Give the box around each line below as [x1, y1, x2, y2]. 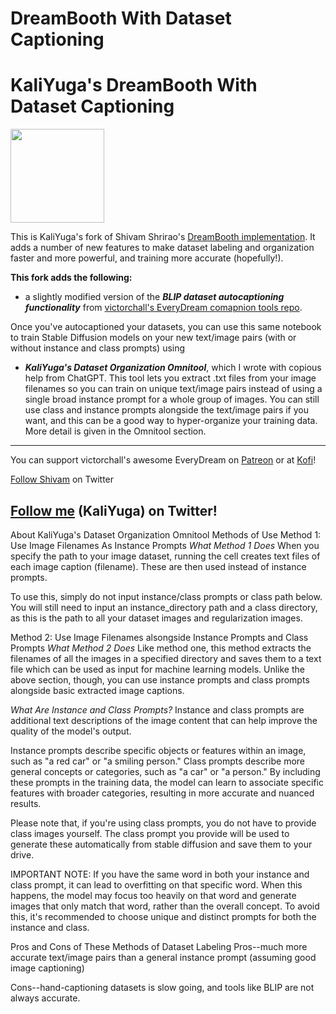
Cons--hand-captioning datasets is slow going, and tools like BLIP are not [10, 981, 315, 993]
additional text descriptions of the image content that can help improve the [10, 714, 318, 726]
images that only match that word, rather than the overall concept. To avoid [10, 900, 320, 912]
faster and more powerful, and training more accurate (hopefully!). [10, 252, 284, 264]
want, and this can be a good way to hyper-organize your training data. [24, 415, 318, 427]
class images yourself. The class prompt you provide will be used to [10, 827, 290, 839]
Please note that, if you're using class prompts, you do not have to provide [10, 817, 317, 829]
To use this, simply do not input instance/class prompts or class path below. [10, 590, 323, 602]
